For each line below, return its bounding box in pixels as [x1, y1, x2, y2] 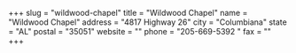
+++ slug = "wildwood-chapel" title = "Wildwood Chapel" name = [8, 8, 248, 18]
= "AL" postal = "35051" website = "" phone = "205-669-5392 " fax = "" [8, 26, 272, 36]
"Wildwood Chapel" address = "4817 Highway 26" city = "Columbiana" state [8, 17, 287, 27]
